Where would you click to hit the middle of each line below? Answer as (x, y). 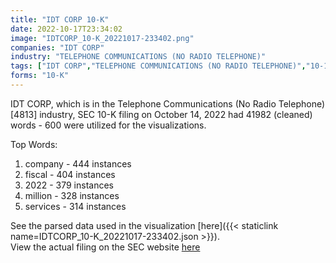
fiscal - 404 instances (70, 174)
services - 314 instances (75, 206)
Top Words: (34, 144)
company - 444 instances (78, 163)
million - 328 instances (72, 195)
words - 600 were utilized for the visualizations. (108, 125)
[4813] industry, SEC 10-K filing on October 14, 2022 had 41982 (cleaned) (161, 114)
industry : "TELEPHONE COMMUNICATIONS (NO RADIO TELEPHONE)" (138, 57)
